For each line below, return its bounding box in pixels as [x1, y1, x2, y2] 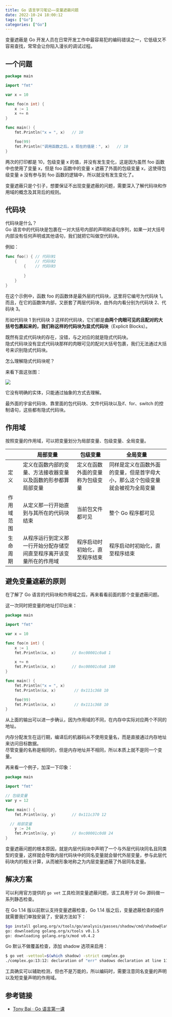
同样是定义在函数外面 [109, 461, 161, 468]
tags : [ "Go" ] [5, 17, 33, 22]
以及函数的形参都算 [23, 477, 70, 484]
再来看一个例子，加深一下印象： [5, 764, 73, 770]
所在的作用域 [28, 558, 59, 565]
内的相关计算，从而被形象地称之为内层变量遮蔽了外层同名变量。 [14, 858, 149, 865]
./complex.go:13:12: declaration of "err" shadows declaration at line [5, 958, 161, 963]
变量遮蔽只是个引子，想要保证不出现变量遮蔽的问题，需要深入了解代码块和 [5, 182, 162, 188]
